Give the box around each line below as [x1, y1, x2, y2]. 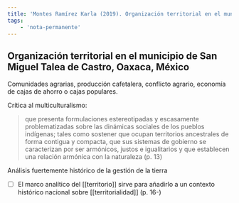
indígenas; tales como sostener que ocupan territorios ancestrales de [24, 130, 229, 138]
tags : [7, 17, 23, 24]
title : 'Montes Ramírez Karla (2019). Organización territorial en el [7, 10, 221, 18]
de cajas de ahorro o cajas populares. [7, 87, 118, 96]
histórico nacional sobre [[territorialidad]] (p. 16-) [17, 188, 161, 197]
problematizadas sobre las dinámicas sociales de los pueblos [24, 122, 205, 131]
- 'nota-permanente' [20, 23, 81, 31]
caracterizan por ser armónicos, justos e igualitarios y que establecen [24, 145, 230, 153]
